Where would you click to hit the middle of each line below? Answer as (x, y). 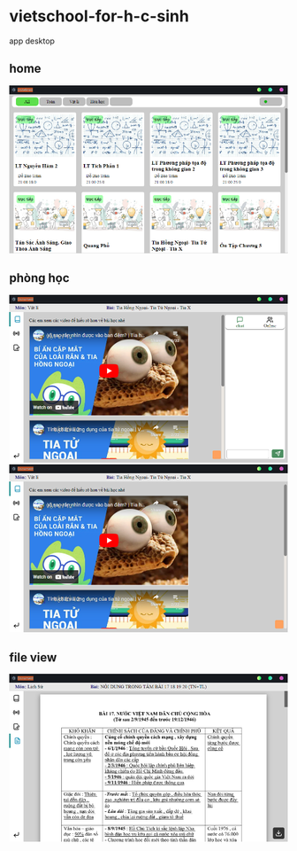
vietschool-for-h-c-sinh (99, 16)
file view (33, 657)
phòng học (39, 278)
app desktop (32, 41)
